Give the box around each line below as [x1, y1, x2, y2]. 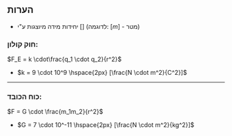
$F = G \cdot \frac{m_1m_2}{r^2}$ [7, 108, 104, 116]
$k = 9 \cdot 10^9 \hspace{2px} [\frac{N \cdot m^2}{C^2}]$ [17, 69, 188, 77]
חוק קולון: [7, 39, 39, 49]
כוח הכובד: [7, 92, 42, 102]
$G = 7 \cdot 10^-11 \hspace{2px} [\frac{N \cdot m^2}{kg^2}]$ [17, 121, 195, 129]
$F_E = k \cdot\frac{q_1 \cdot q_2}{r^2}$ [7, 55, 122, 63]
